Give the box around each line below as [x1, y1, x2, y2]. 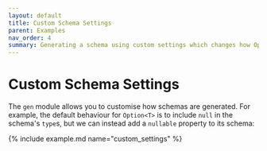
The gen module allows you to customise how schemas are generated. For [8, 102, 250, 111]
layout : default [8, 11, 62, 20]
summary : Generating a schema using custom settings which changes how [8, 41, 250, 49]
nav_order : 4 [8, 33, 52, 42]
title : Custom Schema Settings [8, 19, 112, 27]
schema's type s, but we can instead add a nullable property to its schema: [8, 118, 255, 128]
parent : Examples [8, 26, 66, 34]
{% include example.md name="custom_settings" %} [8, 134, 183, 144]
